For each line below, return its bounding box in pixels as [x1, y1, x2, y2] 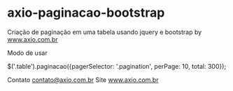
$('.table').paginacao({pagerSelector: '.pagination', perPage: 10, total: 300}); [7, 62, 227, 70]
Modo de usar [7, 49, 48, 57]
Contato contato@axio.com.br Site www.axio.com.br [7, 75, 159, 84]
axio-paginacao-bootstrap [7, 5, 165, 21]
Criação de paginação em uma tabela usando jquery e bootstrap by [7, 28, 202, 36]
